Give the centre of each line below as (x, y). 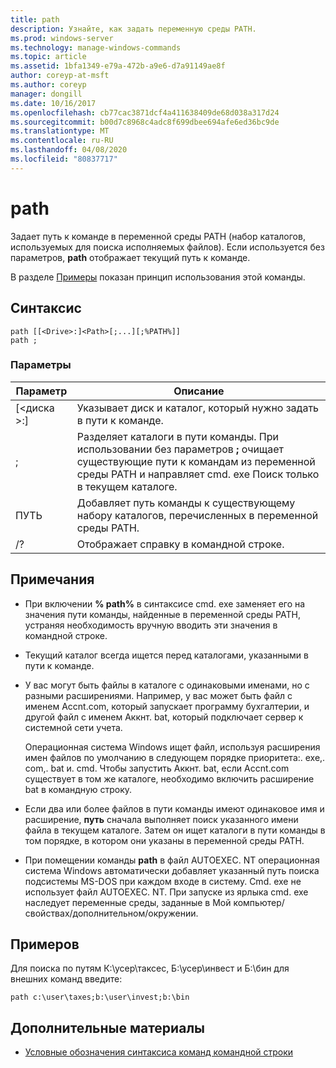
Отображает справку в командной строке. (180, 544)
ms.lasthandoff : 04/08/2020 (69, 150)
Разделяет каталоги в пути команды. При (177, 436)
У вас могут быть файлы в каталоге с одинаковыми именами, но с (167, 685)
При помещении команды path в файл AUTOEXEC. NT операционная (172, 860)
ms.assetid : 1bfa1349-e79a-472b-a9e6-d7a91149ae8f (118, 66)
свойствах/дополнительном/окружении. (111, 913)
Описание (199, 391)
